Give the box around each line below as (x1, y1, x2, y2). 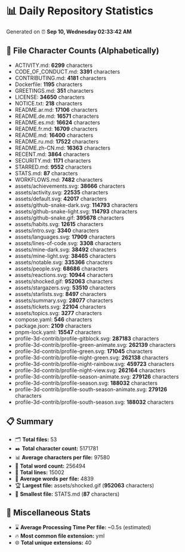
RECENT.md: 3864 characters (14, 150, 90, 158)
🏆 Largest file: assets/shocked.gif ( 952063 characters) (14, 481, 155, 489)
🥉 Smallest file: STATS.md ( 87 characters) (14, 490, 120, 498)
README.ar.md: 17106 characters (14, 106, 98, 113)
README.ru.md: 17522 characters (14, 138, 99, 145)
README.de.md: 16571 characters (14, 112, 100, 120)
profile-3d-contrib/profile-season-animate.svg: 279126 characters (14, 373, 179, 380)
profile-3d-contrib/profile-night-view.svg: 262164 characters (14, 367, 166, 374)
